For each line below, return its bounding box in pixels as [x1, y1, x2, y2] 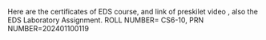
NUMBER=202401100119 [7, 24, 90, 33]
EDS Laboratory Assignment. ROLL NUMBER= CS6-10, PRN [7, 15, 204, 25]
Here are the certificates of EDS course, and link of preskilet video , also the [7, 7, 258, 16]
